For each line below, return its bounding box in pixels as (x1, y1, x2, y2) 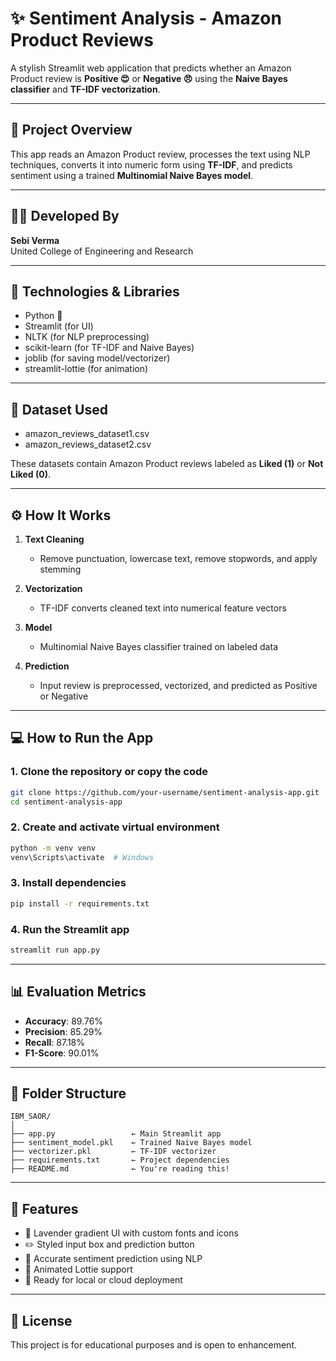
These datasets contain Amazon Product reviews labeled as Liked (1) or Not (10, 458, 324, 470)
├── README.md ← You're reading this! (10, 1164, 230, 1174)
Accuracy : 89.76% (24, 1015, 104, 1027)
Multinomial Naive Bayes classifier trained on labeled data (39, 641, 278, 652)
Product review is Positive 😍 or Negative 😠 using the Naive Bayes (10, 72, 288, 84)
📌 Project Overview (10, 122, 133, 139)
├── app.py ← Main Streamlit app (10, 1129, 222, 1139)
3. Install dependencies (10, 876, 127, 890)
